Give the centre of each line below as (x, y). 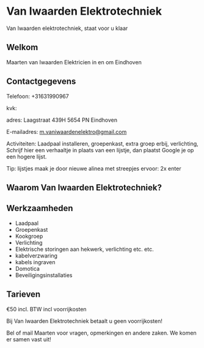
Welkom (22, 47)
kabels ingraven (35, 262)
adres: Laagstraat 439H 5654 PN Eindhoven (62, 120)
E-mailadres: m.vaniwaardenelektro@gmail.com (67, 131)
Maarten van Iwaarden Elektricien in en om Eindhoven (74, 62)
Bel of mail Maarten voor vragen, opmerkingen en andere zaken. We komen (101, 333)
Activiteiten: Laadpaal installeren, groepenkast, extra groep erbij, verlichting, (102, 143)
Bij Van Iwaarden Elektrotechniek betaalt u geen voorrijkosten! (85, 321)
